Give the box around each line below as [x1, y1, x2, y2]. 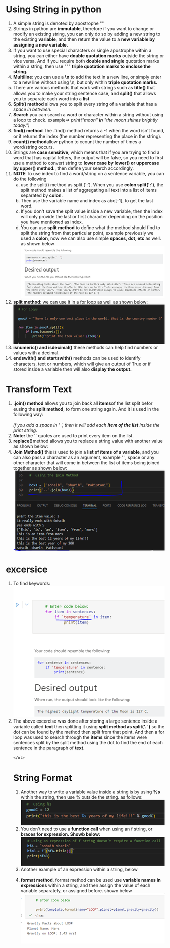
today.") [13, 122, 30, 128]
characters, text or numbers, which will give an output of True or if [13, 360, 151, 367]
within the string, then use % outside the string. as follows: [20, 794, 143, 800]
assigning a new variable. [13, 41, 68, 48]
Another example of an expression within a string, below [20, 866, 138, 872]
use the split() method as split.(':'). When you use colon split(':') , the [20, 181, 163, 188]
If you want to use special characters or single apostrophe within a [13, 47, 152, 53]
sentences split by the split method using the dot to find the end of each [13, 739, 163, 745]
